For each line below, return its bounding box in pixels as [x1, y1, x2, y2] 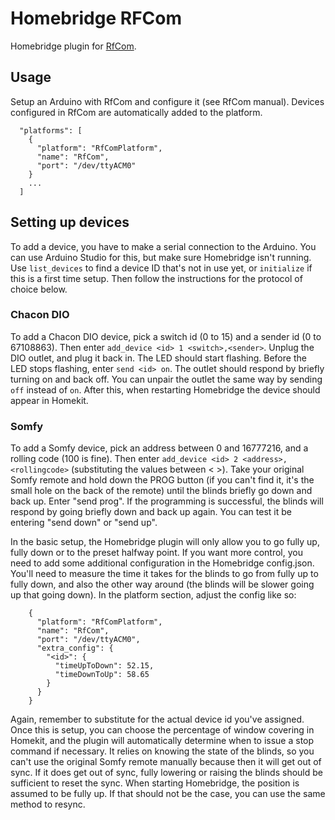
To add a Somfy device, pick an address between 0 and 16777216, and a [10, 442, 309, 454]
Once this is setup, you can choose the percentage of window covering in [10, 724, 315, 736]
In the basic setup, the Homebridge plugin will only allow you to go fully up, [10, 536, 320, 548]
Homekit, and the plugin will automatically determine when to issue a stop [10, 735, 315, 747]
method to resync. [10, 798, 86, 811]
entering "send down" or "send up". [10, 517, 158, 529]
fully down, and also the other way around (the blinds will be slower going [10, 578, 315, 591]
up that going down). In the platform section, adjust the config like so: [10, 589, 297, 601]
